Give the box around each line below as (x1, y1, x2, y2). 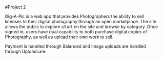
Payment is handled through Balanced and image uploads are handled (5, 44, 146, 49)
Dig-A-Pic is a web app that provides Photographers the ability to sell (5, 14, 144, 19)
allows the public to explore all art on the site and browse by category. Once (5, 24, 158, 29)
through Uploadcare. (5, 48, 47, 54)
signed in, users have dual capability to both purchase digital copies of (5, 29, 147, 34)
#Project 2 (5, 4, 26, 10)
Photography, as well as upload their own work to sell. (5, 34, 114, 40)
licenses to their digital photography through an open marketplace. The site (5, 19, 157, 24)
